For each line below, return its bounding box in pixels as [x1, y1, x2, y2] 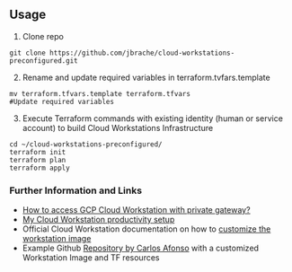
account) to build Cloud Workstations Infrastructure [22, 122, 214, 133]
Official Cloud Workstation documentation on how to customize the [22, 224, 271, 234]
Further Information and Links [9, 184, 142, 197]
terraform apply [9, 163, 70, 172]
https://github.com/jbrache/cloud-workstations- [49, 48, 235, 57]
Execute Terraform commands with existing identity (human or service [22, 112, 283, 124]
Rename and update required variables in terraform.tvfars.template [22, 72, 271, 83]
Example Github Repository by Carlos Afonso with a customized [22, 242, 259, 254]
